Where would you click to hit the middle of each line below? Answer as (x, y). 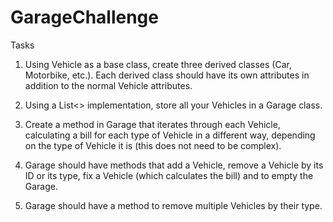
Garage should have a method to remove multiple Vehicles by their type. (173, 205)
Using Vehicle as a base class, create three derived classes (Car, (158, 64)
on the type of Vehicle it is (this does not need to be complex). (153, 145)
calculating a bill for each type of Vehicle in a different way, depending (170, 135)
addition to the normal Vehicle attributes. (108, 85)
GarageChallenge (84, 17)
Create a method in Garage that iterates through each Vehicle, (152, 124)
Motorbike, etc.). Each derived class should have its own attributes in (167, 75)
